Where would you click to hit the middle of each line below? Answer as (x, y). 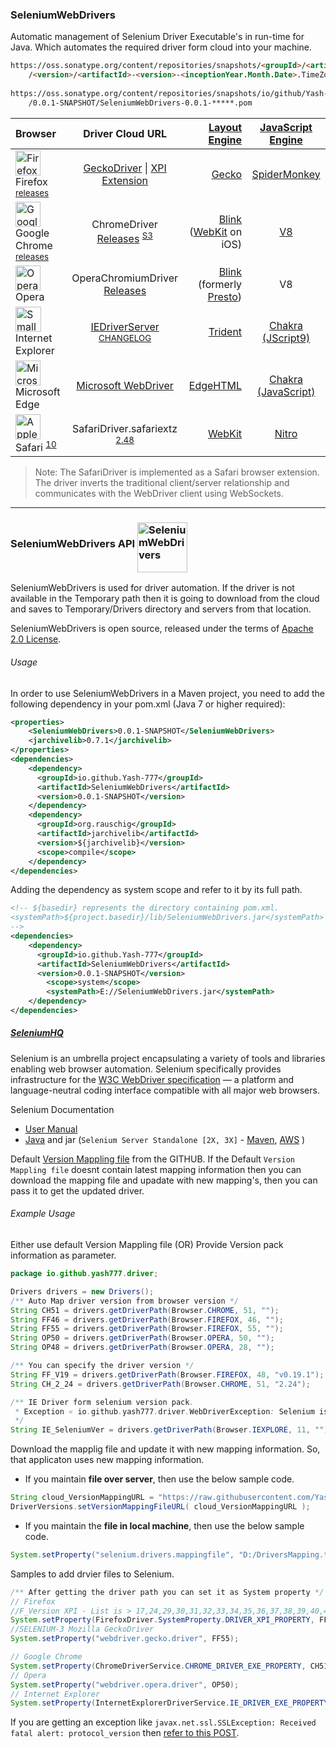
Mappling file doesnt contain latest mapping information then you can (156, 1169)
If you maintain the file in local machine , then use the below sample (164, 1525)
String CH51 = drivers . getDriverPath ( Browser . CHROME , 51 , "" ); (145, 1310)
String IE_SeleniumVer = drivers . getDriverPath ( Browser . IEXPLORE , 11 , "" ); (171, 1430)
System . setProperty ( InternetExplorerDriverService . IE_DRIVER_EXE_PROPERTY (169, 1703)
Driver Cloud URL (125, 133)
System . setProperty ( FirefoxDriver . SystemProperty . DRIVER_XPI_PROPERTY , (162, 1620)
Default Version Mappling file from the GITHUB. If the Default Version (152, 1159)
